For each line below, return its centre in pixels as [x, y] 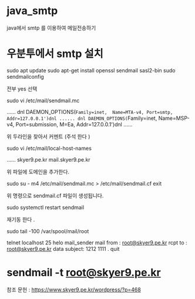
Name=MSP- [174, 118]
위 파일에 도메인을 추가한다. [38, 172]
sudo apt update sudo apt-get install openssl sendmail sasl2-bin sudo [91, 70]
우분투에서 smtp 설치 [55, 54]
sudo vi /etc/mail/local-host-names [49, 148]
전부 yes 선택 [22, 89]
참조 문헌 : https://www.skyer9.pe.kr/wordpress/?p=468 [74, 290]
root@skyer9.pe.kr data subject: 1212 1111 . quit [63, 248]
